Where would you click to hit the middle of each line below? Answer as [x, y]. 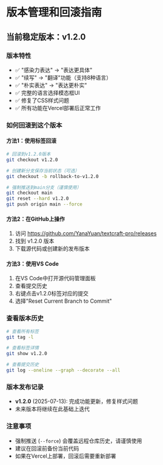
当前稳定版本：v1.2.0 [46, 37]
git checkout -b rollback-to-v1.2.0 [52, 176]
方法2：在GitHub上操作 [36, 219]
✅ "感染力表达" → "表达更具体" [54, 70]
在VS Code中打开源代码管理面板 [55, 278]
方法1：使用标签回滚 [32, 141]
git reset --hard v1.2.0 [38, 199]
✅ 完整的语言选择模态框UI [47, 92]
